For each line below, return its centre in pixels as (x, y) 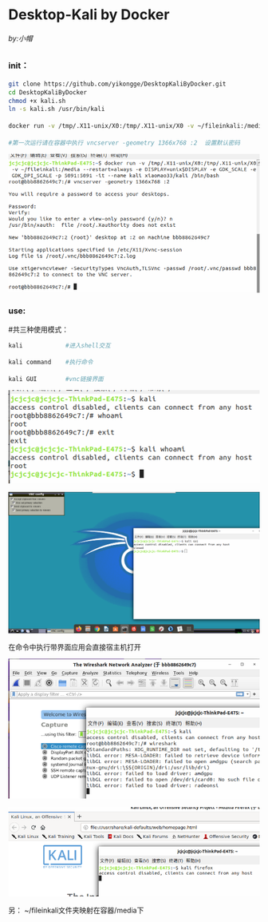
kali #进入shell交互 (60, 345)
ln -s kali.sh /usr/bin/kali (57, 109)
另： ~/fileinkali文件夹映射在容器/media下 (76, 910)
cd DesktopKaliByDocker (48, 92)
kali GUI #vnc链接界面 (56, 380)
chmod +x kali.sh (37, 101)
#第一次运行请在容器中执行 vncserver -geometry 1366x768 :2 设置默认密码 (124, 143)
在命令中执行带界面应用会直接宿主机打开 (75, 647)
